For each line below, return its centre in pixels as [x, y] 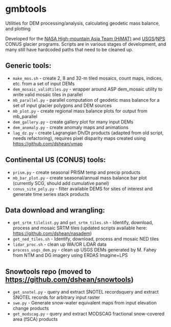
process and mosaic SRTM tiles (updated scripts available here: [80, 228]
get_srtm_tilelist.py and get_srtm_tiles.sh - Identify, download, [83, 223]
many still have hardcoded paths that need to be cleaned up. [69, 49]
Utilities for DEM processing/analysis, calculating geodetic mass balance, [83, 23]
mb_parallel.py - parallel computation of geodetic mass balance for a [86, 100]
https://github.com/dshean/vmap [48, 143]
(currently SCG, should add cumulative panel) [61, 183]
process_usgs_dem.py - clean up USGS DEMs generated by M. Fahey [84, 250]
